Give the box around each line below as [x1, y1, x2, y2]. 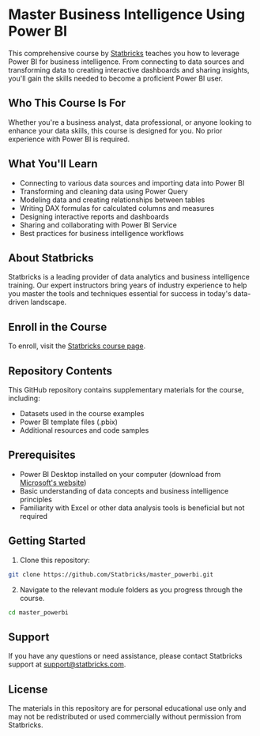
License [8, 682, 48, 696]
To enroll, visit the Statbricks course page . [8, 341, 146, 351]
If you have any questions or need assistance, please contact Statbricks [8, 652, 243, 661]
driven [8, 298, 29, 307]
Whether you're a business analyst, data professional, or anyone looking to [8, 117, 252, 127]
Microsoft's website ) [19, 478, 87, 487]
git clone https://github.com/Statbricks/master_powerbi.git [8, 570, 214, 578]
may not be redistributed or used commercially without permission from [8, 712, 242, 721]
